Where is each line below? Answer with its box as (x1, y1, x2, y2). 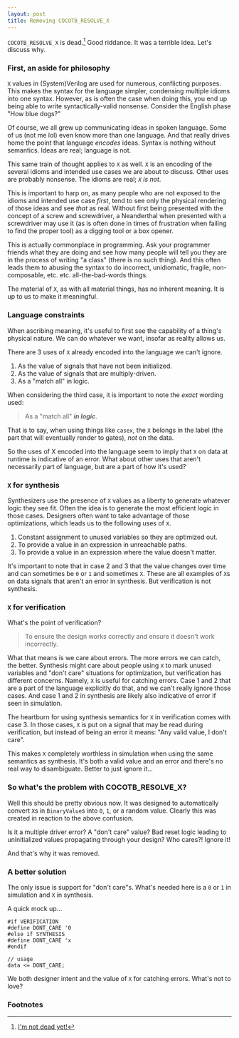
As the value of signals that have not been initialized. (17, 361, 173, 370)
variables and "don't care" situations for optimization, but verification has (7, 669, 222, 677)
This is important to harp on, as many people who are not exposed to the (7, 189, 221, 197)
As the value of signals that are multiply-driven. (17, 369, 156, 378)
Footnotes (7, 1000, 44, 1009)
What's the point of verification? (7, 618, 102, 627)
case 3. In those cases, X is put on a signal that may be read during (7, 721, 203, 729)
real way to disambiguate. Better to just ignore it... (7, 764, 153, 774)
